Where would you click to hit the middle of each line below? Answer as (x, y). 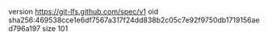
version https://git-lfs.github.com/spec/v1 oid (84, 12)
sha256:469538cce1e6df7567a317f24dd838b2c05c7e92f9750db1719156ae (134, 20)
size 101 (55, 28)
